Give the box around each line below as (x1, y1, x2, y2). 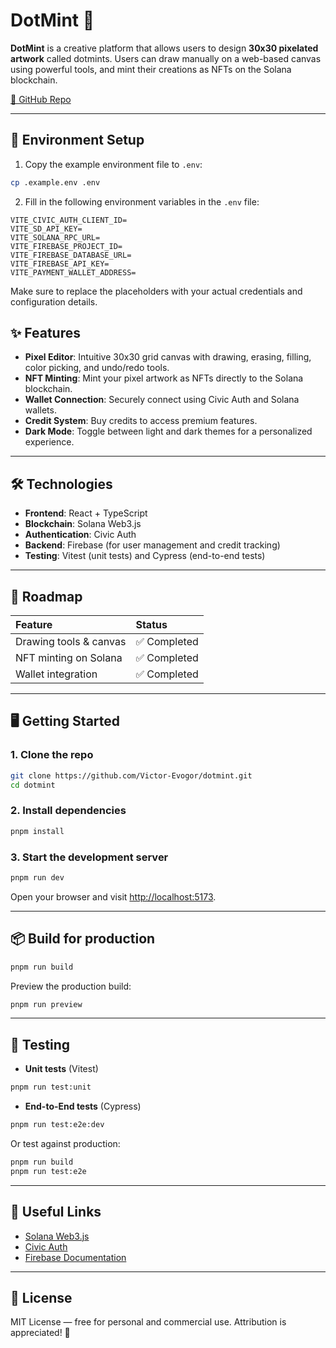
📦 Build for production (10, 930, 156, 948)
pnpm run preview (10, 999, 83, 1009)
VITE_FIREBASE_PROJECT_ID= (10, 241, 123, 251)
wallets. (24, 404, 57, 416)
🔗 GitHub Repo (10, 93, 72, 105)
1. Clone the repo (10, 748, 94, 762)
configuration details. (10, 295, 98, 308)
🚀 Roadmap (10, 588, 83, 605)
